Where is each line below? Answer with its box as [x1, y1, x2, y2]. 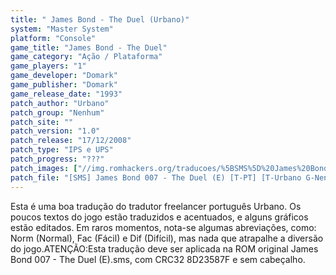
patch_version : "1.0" [10, 126, 101, 136]
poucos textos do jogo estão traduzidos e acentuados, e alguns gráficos [10, 211, 309, 223]
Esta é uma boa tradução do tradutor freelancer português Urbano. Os [10, 200, 302, 212]
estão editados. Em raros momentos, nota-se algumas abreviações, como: [10, 221, 317, 233]
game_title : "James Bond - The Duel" [10, 42, 168, 53]
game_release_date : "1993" [10, 89, 123, 99]
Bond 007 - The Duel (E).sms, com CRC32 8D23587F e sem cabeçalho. [10, 253, 306, 265]
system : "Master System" [10, 24, 114, 34]
